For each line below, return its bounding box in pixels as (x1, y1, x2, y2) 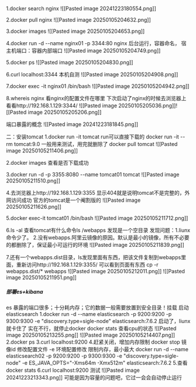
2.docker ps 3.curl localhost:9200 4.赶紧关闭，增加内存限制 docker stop (6, 338, 180, 345)
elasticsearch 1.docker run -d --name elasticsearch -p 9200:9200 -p (6, 310, 172, 317)
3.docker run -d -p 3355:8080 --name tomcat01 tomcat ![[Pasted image (6, 171, 180, 178)
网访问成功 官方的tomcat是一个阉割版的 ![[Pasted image (6, 196, 141, 203)
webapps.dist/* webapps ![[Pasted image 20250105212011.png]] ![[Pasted (6, 268, 185, 274)
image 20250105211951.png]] (6, 274, 77, 281)
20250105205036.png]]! (118, 102, 177, 109)
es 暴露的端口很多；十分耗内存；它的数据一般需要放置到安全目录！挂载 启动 (6, 304, 189, 311)
